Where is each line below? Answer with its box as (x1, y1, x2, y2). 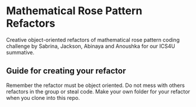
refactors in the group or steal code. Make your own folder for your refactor (6, 87, 191, 95)
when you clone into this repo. (6, 94, 80, 101)
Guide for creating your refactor (6, 66, 126, 76)
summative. (6, 48, 34, 56)
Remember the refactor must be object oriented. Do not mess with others (6, 82, 185, 89)
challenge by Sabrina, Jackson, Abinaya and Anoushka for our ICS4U (6, 43, 176, 50)
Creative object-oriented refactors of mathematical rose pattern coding (6, 36, 180, 43)
